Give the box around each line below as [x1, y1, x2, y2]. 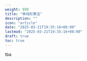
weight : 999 [5, 7, 29, 12]
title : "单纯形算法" [5, 12, 42, 16]
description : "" [5, 16, 37, 21]
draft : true [5, 34, 29, 39]
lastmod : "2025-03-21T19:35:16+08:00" [5, 29, 83, 34]
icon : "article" [5, 20, 37, 25]
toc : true [5, 38, 25, 43]
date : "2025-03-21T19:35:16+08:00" [5, 25, 76, 30]
